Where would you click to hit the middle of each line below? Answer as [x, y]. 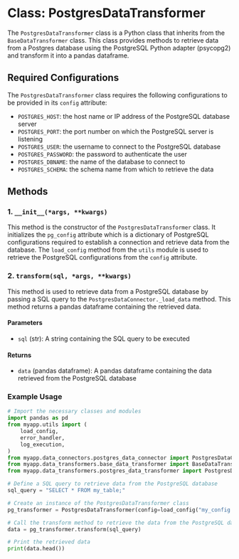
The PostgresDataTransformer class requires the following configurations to [117, 95]
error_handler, [43, 438]
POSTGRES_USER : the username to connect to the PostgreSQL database [119, 147]
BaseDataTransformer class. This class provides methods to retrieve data [113, 40]
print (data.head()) [36, 549]
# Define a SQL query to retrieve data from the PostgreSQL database [113, 484]
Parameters [25, 323]
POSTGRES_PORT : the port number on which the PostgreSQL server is [116, 131]
